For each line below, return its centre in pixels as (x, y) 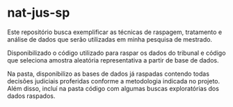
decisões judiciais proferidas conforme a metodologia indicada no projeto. (114, 81)
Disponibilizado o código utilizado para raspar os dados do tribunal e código (116, 53)
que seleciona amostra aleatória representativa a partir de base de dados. (113, 60)
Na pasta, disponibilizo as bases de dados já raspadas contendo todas (109, 74)
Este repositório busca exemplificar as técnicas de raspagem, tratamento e (115, 32)
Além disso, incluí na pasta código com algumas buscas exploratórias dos (113, 88)
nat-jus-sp (39, 13)
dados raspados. (31, 96)
